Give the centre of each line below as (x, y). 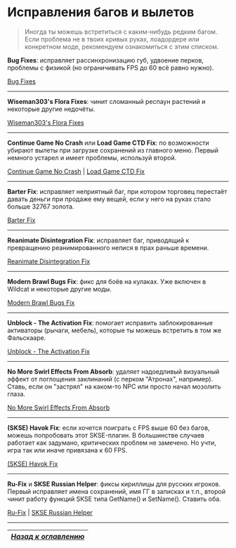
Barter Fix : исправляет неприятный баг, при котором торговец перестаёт (117, 191)
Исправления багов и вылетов (101, 12)
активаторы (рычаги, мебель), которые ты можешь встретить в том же (114, 330)
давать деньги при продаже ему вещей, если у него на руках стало (109, 199)
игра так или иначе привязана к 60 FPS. (67, 450)
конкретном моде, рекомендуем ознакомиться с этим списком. (122, 46)
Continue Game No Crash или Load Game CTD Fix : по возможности (108, 143)
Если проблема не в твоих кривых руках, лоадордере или (112, 39)
